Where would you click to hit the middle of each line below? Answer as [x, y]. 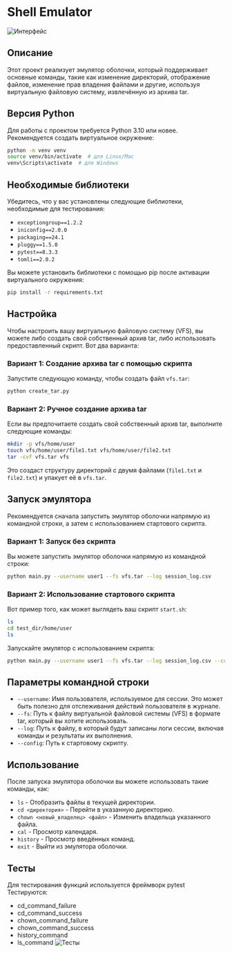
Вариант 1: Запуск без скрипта [61, 541]
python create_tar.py [38, 391]
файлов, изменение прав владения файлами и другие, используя [104, 84]
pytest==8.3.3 [37, 252]
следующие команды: [40, 431]
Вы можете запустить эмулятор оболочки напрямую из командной [106, 556]
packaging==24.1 [40, 238]
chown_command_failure [52, 920]
